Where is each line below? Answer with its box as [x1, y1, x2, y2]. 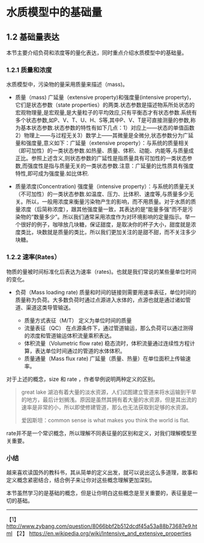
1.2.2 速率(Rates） [6, 253, 61, 261]
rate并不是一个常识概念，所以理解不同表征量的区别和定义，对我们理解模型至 [6, 429, 197, 436]
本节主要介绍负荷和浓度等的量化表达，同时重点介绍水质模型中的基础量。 [6, 49, 187, 56]
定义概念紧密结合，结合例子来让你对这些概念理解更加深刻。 [6, 476, 155, 483]
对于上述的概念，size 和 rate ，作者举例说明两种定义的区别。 [6, 375, 159, 383]
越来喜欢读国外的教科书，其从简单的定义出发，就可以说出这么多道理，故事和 [6, 469, 198, 476]
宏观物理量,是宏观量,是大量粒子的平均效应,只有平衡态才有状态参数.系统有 [15, 109, 197, 116]
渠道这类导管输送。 [25, 303, 74, 311]
